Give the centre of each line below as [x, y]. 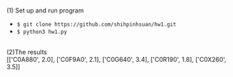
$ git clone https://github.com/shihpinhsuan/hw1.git [96, 24]
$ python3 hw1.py [42, 32]
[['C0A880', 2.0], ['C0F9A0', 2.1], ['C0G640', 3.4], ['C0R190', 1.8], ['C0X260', [116, 59]
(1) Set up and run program [45, 10]
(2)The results [27, 52]
